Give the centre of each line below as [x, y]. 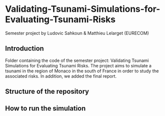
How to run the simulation [46, 108]
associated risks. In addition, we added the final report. [61, 76]
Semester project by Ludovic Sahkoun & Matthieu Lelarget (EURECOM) [77, 33]
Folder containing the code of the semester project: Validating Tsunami [77, 60]
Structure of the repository [47, 92]
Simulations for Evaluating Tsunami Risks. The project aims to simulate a [78, 65]
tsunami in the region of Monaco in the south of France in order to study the [82, 71]
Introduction [25, 48]
